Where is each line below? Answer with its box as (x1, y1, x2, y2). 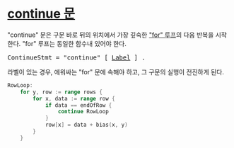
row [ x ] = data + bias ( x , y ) (45, 121, 129, 129)
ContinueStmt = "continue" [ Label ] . (7, 53, 146, 62)
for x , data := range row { (33, 95, 115, 102)
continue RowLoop (57, 108, 110, 115)
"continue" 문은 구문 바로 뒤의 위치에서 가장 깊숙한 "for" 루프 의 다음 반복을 (7, 30, 214, 39)
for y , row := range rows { (20, 89, 103, 96)
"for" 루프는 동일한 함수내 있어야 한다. (22, 39, 127, 47)
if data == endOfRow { (45, 101, 112, 109)
